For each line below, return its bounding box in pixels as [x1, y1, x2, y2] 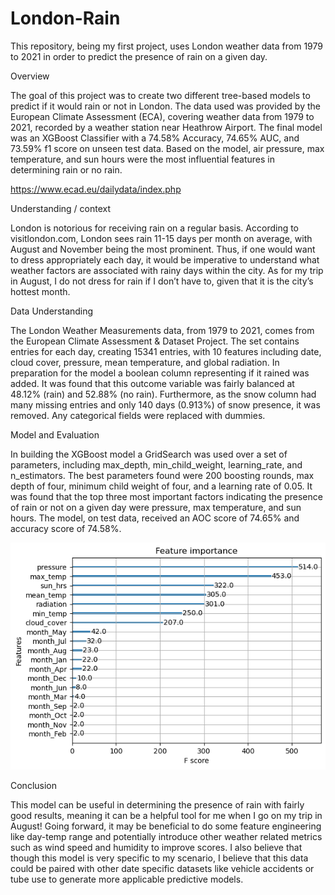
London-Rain [10, 7, 121, 30]
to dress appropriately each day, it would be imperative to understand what [10, 253, 320, 266]
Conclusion [10, 780, 58, 792]
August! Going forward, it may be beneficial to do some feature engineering [10, 820, 322, 832]
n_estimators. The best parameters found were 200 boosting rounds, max [10, 469, 315, 481]
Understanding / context [10, 202, 112, 214]
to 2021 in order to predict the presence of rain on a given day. [10, 50, 268, 62]
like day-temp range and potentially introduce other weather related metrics [10, 831, 323, 843]
